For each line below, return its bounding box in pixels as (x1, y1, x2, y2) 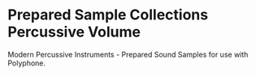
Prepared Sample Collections (7, 6, 209, 24)
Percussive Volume (7, 23, 141, 41)
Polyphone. (7, 58, 46, 68)
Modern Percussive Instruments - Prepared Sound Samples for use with (7, 49, 249, 59)
